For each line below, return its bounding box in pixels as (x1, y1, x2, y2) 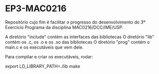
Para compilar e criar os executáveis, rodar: (5, 53, 93, 59)
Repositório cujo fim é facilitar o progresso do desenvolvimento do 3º (5, 19, 146, 25)
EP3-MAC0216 (5, 3, 67, 14)
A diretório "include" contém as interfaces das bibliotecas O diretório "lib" (5, 34, 155, 40)
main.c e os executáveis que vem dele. (5, 44, 84, 50)
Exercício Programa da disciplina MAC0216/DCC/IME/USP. (5, 24, 124, 30)
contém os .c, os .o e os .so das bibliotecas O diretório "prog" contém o (5, 39, 150, 45)
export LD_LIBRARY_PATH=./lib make (5, 63, 80, 69)
